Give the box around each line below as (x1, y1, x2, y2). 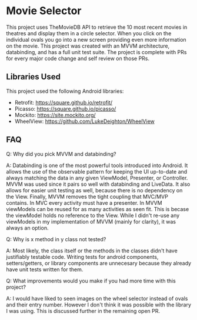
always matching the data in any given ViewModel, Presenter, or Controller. (6, 174, 188, 181)
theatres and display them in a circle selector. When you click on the (6, 29, 172, 36)
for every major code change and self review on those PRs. (6, 55, 150, 62)
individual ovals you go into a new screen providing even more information (6, 36, 186, 43)
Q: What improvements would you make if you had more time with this (6, 277, 176, 284)
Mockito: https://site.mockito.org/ (14, 111, 96, 118)
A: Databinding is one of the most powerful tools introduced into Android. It (6, 162, 188, 169)
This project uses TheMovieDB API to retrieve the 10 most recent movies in (6, 24, 188, 31)
